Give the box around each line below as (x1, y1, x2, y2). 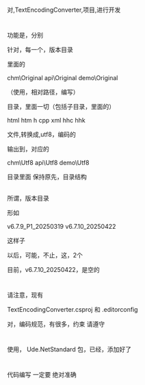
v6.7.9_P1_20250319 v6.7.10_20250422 (7, 222, 116, 230)
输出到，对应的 (7, 145, 49, 153)
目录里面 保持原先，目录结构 (7, 173, 87, 181)
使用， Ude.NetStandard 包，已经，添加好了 (7, 345, 132, 353)
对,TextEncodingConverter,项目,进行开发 (7, 5, 121, 14)
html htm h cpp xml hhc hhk (7, 116, 85, 125)
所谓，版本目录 (7, 194, 49, 202)
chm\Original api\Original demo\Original (7, 74, 118, 82)
